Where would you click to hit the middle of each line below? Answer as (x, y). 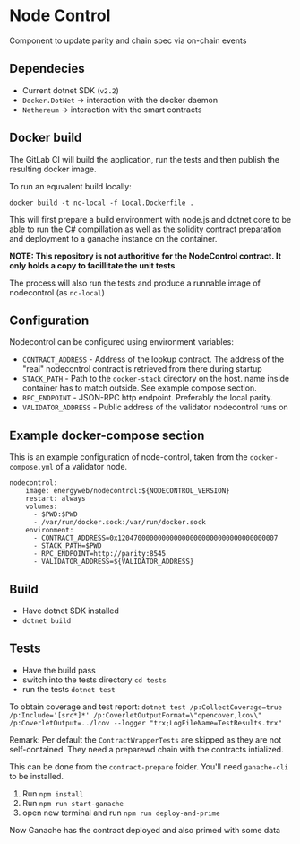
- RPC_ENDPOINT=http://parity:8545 (99, 554)
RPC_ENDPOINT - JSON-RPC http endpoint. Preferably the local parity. (147, 398)
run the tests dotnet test (69, 689)
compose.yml (31, 468)
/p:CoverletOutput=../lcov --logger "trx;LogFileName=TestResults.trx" (146, 723)
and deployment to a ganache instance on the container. (113, 238)
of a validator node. (91, 467)
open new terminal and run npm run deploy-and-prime (121, 813)
